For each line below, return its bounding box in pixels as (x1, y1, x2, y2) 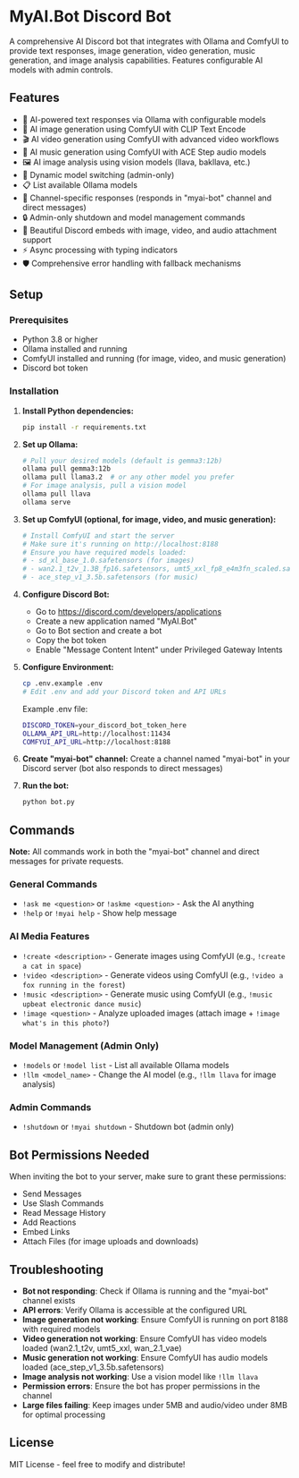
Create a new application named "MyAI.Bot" (35, 616, 198, 627)
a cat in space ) (21, 960, 82, 971)
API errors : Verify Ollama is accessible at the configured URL (21, 1304, 247, 1315)
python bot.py (21, 798, 75, 807)
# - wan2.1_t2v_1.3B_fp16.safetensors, (21, 565, 171, 573)
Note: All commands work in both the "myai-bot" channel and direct (9, 846, 261, 857)
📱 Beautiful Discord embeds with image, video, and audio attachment (21, 225, 277, 235)
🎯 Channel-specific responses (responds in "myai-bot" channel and (21, 192, 272, 203)
